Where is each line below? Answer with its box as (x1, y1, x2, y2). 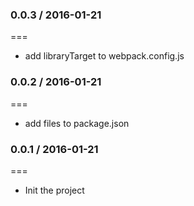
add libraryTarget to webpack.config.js (24, 50, 185, 62)
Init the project (24, 184, 85, 196)
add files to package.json (24, 117, 130, 129)
